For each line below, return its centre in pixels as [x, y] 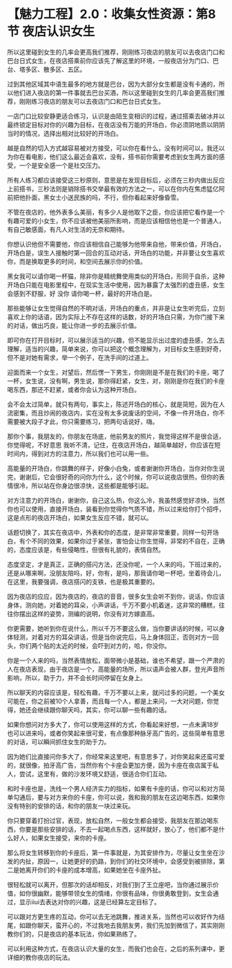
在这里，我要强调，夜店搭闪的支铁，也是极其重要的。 [83, 582]
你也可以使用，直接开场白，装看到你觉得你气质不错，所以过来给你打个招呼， [116, 509]
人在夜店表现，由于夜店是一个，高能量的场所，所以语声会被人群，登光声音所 [116, 669]
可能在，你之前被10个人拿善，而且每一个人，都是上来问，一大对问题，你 [110, 701]
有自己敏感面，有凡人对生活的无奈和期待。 [68, 229]
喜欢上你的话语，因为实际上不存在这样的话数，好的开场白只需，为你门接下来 [116, 316]
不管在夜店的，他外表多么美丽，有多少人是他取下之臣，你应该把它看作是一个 [116, 212]
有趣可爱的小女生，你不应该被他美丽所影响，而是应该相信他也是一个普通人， [116, 221]
